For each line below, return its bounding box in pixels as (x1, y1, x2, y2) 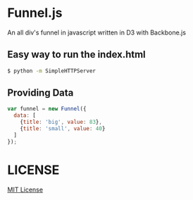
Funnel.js (7, 5, 63, 21)
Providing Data (7, 87, 74, 99)
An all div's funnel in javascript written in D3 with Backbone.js (7, 28, 187, 37)
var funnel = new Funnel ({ (7, 106, 87, 113)
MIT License (7, 185, 44, 194)
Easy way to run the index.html (7, 49, 146, 61)
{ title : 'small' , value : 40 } (20, 125, 106, 132)
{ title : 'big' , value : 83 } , (20, 118, 102, 126)
